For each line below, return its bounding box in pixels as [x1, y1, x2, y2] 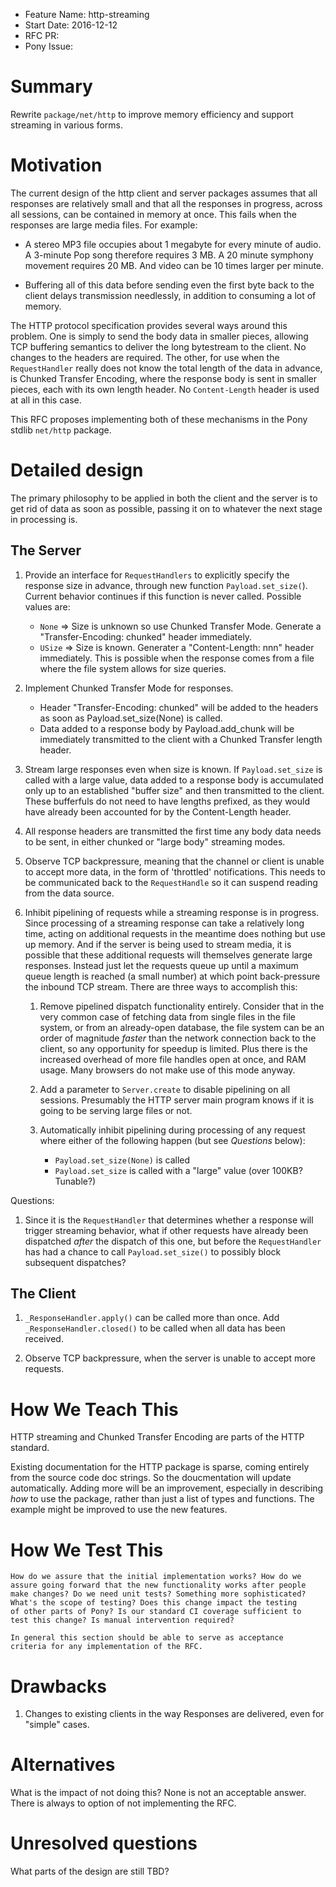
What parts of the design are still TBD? [10, 1865, 170, 1878]
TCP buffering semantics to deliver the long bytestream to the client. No [10, 340, 307, 353]
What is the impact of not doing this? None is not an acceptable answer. [10, 1787, 307, 1799]
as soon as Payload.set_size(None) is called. [39, 712, 223, 724]
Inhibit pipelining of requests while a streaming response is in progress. [24, 906, 320, 918]
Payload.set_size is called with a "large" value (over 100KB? [54, 1164, 303, 1176]
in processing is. [10, 513, 78, 525]
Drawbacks [10, 1675, 107, 1698]
